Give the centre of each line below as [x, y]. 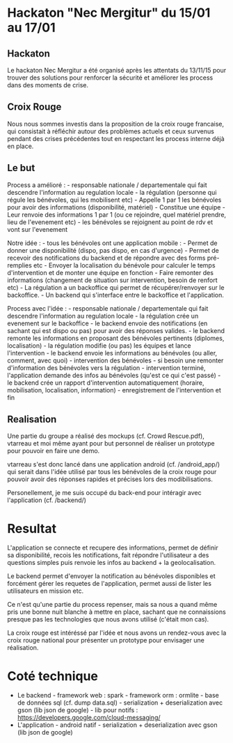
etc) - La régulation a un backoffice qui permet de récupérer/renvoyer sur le [116, 287]
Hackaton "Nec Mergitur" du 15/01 [109, 13]
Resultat [32, 528]
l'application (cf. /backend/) [47, 500]
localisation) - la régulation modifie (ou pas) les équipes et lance [99, 345]
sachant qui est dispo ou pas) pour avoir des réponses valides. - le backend [116, 330]
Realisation [32, 419]
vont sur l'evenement [38, 229]
